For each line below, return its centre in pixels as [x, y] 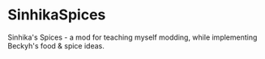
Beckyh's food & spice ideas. [56, 45]
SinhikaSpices [57, 15]
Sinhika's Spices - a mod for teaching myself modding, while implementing [132, 37]
